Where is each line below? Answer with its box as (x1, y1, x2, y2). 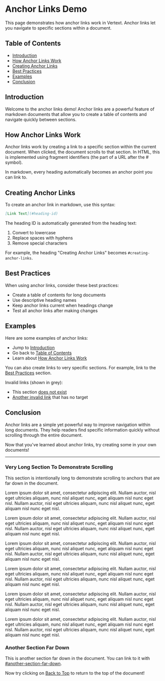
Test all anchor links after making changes (12, 307, 98, 314)
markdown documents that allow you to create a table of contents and (5, 111, 147, 117)
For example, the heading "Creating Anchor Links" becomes (5, 250, 127, 256)
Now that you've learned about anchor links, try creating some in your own (5, 441, 157, 447)
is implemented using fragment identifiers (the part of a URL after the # (5, 154, 149, 160)
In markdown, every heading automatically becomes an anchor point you (5, 169, 153, 175)
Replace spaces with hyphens (12, 235, 73, 241)
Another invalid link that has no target (12, 394, 88, 400)
